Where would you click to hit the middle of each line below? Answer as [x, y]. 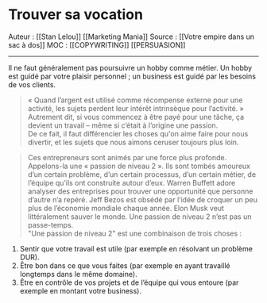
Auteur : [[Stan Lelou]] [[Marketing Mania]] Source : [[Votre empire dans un [132, 36]
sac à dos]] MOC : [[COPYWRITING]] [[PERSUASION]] [97, 44]
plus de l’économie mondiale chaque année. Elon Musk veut [126, 208]
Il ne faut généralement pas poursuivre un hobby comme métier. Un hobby [130, 67]
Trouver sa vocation [75, 15]
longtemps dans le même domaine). [78, 274]
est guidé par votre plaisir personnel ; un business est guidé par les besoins [132, 76]
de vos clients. [32, 84]
